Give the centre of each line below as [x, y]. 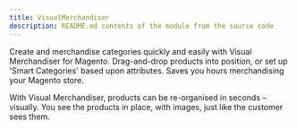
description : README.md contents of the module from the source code [142, 26]
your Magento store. [47, 80]
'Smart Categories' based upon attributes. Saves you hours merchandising [147, 70]
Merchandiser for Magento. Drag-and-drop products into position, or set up [148, 61]
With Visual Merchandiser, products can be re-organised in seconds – [138, 97]
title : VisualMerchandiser [59, 17]
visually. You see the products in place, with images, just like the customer [146, 107]
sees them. [30, 116]
